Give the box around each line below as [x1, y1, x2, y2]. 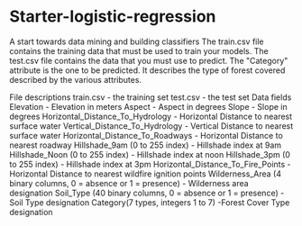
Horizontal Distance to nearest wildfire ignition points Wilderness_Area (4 [9, 168, 282, 179]
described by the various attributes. [9, 74, 142, 85]
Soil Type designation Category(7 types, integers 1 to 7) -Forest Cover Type [9, 196, 290, 208]
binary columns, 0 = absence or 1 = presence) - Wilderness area [9, 177, 250, 188]
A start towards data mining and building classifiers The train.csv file [9, 36, 264, 47]
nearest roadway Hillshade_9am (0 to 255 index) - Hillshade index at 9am [9, 140, 282, 150]
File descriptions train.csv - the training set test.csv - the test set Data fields [9, 92, 292, 103]
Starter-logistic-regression [9, 6, 216, 27]
